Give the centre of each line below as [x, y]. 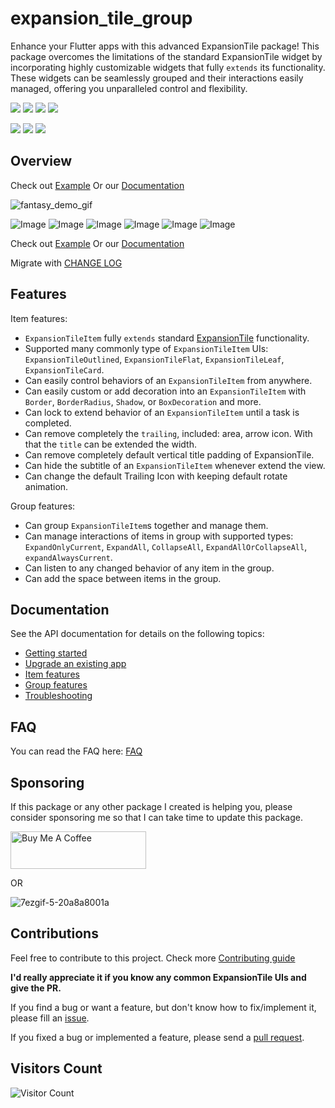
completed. [48, 423]
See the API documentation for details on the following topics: [137, 634]
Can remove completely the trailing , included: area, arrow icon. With [168, 433]
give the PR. [36, 988]
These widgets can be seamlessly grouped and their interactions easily [157, 78]
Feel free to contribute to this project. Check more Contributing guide [153, 958]
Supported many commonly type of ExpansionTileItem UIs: [146, 348]
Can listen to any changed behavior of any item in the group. [149, 568]
